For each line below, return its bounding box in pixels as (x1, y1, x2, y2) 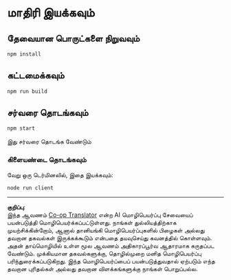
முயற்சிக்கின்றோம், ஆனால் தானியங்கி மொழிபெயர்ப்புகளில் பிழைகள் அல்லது (7, 226, 205, 235)
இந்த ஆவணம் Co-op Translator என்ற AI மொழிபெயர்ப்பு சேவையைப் (7, 211, 193, 219)
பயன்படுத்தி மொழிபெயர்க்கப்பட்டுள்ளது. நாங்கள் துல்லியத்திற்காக (7, 218, 177, 227)
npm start (7, 125, 36, 132)
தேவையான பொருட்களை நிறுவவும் (7, 32, 140, 44)
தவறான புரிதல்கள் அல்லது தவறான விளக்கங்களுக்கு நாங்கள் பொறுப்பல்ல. (7, 265, 198, 273)
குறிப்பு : (7, 203, 26, 211)
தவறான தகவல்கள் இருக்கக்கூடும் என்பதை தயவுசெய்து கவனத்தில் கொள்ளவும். (7, 234, 212, 242)
